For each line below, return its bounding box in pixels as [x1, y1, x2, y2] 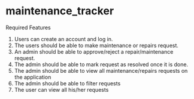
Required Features [5, 24, 51, 31]
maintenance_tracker [5, 4, 114, 18]
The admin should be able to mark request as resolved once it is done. [14, 61, 189, 68]
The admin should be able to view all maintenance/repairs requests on [14, 67, 188, 74]
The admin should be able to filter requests [14, 79, 121, 87]
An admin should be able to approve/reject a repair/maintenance [14, 48, 174, 55]
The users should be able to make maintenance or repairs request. [14, 42, 179, 49]
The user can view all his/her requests [14, 86, 109, 93]
